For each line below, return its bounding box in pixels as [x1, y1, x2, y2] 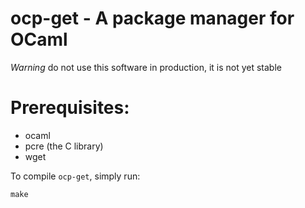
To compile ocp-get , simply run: [10, 170, 141, 182]
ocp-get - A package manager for [10, 7, 295, 30]
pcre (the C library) [24, 140, 104, 152]
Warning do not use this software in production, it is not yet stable [10, 61, 282, 73]
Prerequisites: [10, 97, 130, 119]
